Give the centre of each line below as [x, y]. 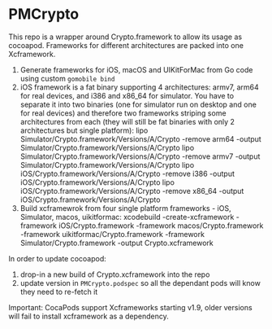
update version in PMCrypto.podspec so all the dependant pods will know [140, 283]
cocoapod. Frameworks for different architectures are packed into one [126, 45]
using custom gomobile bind [67, 78]
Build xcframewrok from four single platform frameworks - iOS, [125, 208]
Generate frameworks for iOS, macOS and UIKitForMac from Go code [136, 69]
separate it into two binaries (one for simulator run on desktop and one [138, 104]
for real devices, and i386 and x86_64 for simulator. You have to [127, 95]
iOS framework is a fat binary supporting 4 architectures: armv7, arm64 [140, 87]
